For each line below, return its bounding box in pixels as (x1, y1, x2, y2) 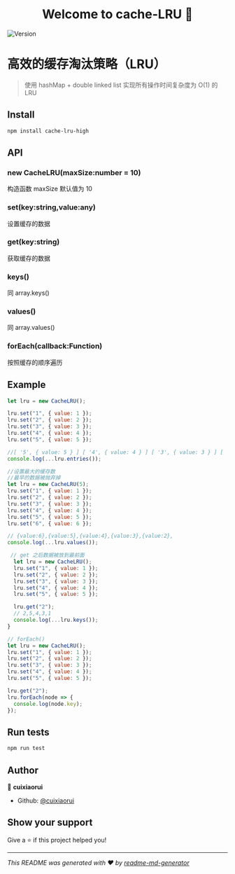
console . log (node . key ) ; (13, 700, 83, 707)
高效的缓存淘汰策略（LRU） (7, 56, 166, 72)
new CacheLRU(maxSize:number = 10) (7, 167, 141, 177)
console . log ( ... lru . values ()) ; (7, 539, 99, 546)
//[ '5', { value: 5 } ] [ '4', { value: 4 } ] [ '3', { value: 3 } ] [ (7, 448, 224, 456)
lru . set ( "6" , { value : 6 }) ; (7, 520, 92, 527)
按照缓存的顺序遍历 (7, 358, 63, 366)
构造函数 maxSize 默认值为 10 (7, 185, 93, 193)
